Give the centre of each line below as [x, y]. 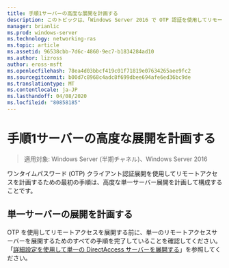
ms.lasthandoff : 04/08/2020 [47, 97]
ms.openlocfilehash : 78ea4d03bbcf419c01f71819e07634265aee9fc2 [99, 71]
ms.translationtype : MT [41, 84]
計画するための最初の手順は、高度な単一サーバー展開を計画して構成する [121, 182]
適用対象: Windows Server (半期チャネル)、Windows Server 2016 [116, 159]
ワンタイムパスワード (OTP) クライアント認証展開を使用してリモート [104, 173]
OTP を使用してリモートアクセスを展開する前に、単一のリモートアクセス [109, 232]
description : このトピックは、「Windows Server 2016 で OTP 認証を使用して [107, 20]
